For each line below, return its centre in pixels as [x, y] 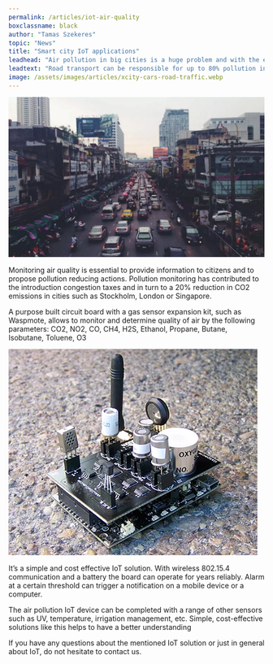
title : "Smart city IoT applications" [74, 52]
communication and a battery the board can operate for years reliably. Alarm [136, 576]
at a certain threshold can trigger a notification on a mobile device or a [126, 585]
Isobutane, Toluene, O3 [48, 337]
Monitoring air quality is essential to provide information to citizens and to [131, 270]
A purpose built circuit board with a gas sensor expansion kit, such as [125, 311]
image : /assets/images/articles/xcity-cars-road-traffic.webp [116, 77]
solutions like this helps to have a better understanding [100, 627]
